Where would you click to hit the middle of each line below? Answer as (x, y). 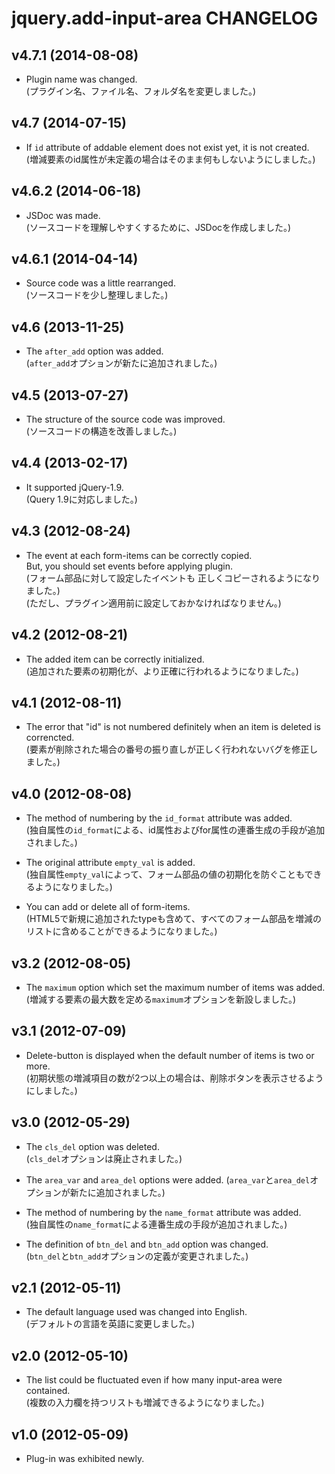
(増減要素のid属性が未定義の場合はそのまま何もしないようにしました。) (170, 159)
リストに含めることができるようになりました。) (121, 931)
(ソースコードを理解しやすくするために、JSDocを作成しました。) (158, 227)
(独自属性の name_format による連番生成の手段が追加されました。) (156, 1224)
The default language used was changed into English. (136, 1312)
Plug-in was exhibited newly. (85, 1458)
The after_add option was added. (94, 351)
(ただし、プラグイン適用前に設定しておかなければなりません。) (153, 603)
